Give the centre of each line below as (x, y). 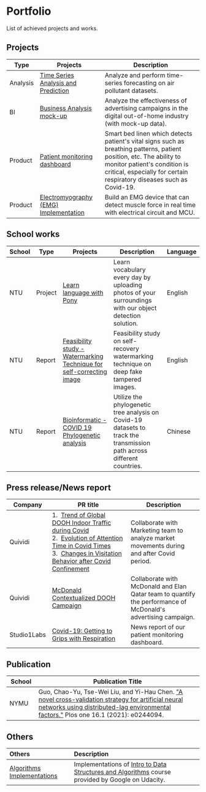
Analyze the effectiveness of (146, 101)
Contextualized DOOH (84, 598)
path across (130, 450)
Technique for (82, 364)
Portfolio (29, 11)
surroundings (132, 300)
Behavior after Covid (82, 561)
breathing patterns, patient (143, 148)
